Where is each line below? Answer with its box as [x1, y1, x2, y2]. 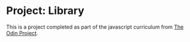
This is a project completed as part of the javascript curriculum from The [6, 23, 184, 30]
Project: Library [6, 4, 85, 17]
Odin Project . [6, 29, 39, 36]
